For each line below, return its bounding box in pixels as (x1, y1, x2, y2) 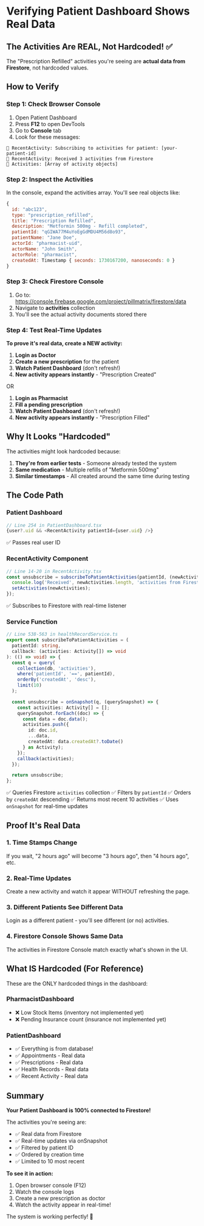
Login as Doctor (15, 351, 56, 359)
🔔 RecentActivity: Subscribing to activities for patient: (6, 145, 159, 151)
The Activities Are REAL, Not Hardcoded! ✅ (6, 41, 173, 52)
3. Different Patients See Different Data (6, 903, 123, 912)
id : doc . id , (28, 727, 59, 733)
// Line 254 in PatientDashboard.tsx (6, 522, 102, 528)
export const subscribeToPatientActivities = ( (6, 637, 129, 643)
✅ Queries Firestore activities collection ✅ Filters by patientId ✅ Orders (6, 789, 191, 796)
